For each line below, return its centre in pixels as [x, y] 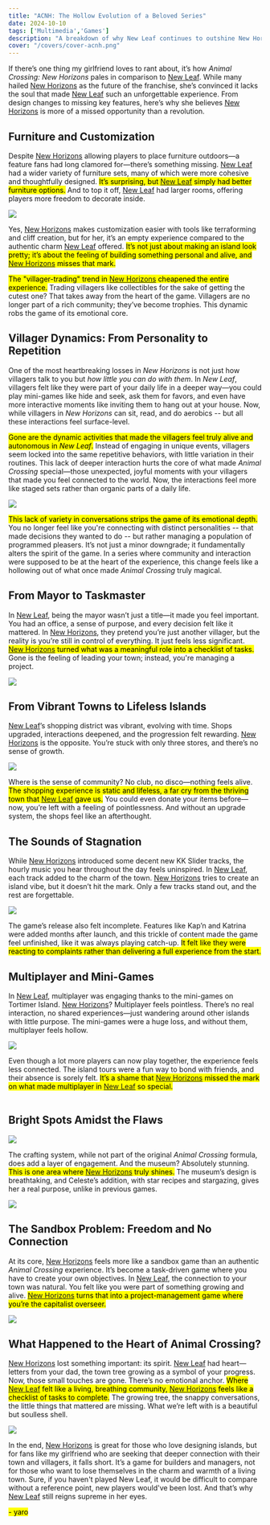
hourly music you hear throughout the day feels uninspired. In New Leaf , [128, 870]
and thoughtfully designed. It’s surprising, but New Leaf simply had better [130, 181]
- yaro [18, 1512]
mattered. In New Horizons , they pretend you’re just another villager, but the [134, 632]
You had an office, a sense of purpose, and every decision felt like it [121, 623]
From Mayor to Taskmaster [77, 596]
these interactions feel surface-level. [69, 421]
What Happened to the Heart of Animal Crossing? [135, 1345]
